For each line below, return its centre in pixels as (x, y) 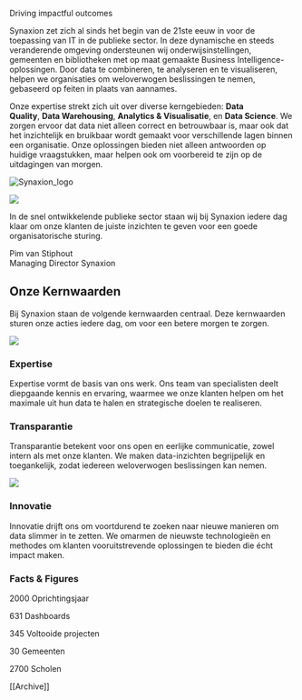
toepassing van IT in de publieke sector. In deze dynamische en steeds (142, 40)
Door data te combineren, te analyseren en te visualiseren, (169, 69)
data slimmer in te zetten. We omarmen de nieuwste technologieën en (140, 535)
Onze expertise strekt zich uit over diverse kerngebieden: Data (127, 106)
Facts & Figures (44, 578)
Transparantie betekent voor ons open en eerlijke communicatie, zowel (142, 446)
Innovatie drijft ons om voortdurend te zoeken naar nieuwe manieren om (144, 525)
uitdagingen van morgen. (56, 164)
